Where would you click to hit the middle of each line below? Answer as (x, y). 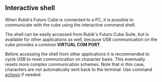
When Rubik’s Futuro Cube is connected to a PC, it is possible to (69, 19)
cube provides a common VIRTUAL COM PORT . (53, 44)
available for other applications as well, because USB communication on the (81, 39)
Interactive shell (30, 8)
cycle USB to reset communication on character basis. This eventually (75, 59)
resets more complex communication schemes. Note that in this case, (75, 64)
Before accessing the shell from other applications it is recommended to (77, 54)
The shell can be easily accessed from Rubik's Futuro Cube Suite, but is (77, 34)
